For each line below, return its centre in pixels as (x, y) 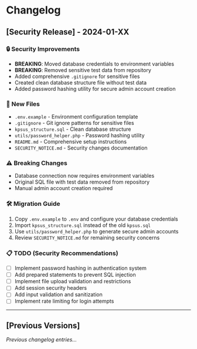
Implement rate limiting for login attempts (64, 301)
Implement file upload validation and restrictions (73, 282)
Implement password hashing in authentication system (80, 268)
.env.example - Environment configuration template (76, 117)
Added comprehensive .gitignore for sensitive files (77, 76)
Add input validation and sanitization (58, 294)
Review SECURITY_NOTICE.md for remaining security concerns (87, 238)
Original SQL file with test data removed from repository (82, 182)
